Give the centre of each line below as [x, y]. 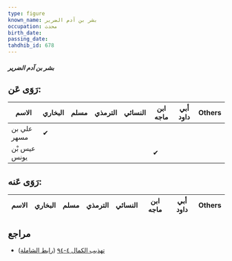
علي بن [22, 129]
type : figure [27, 13]
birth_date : [25, 33]
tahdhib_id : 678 [31, 45]
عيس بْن [23, 149]
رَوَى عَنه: [25, 181]
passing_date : [28, 39]
